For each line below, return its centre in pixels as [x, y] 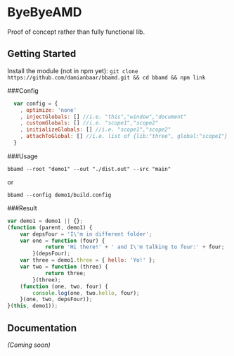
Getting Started [42, 54]
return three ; [65, 273]
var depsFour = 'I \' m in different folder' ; [86, 234]
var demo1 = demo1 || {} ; [45, 221]
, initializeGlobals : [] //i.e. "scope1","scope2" [96, 130]
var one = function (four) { [63, 241]
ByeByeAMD [45, 12]
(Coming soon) [29, 345]
